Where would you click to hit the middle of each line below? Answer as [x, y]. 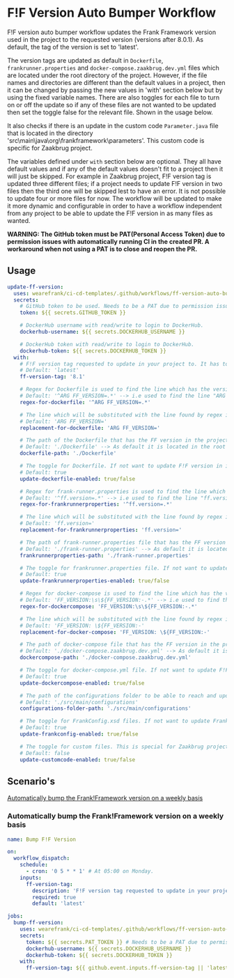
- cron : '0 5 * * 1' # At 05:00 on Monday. [90, 871]
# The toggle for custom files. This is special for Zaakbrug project [124, 747]
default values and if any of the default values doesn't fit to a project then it [115, 169]
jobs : [15, 916]
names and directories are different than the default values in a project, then [116, 82]
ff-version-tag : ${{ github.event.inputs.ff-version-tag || [115, 968]
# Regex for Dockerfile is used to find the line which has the [115, 389]
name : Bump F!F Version [42, 839]
